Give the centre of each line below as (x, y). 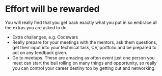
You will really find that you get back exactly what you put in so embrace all (81, 22)
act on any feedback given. (40, 53)
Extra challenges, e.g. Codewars (45, 37)
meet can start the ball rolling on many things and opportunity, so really (84, 63)
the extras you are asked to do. (37, 27)
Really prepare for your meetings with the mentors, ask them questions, (84, 42)
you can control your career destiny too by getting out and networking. (84, 68)
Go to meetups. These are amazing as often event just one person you (83, 57)
